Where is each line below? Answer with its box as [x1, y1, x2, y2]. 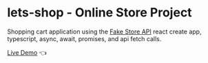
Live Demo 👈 [7, 48, 47, 56]
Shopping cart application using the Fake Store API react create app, [7, 27, 202, 36]
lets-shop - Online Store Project [7, 5, 192, 21]
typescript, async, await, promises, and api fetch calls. [7, 34, 162, 42]
